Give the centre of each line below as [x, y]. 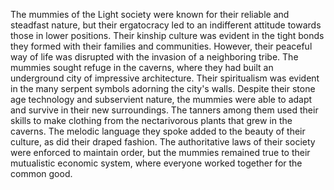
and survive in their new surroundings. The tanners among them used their [164, 110]
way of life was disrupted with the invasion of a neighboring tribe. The [154, 57]
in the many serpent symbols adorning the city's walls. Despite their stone [163, 88]
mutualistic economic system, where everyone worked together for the [156, 163]
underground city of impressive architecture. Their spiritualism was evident [165, 78]
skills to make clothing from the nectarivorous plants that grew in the [151, 120]
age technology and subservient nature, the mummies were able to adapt [161, 99]
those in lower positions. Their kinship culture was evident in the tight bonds [167, 35]
